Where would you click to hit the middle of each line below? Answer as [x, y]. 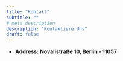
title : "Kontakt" [28, 12]
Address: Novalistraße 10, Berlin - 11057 [66, 51]
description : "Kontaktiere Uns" [47, 29]
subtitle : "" [23, 18]
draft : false [23, 34]
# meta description [31, 23]
